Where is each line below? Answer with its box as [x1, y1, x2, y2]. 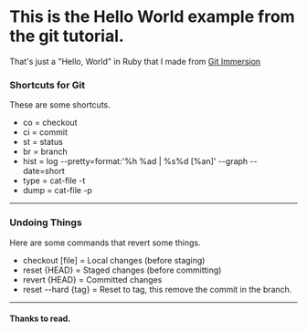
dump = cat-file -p [22, 185, 93, 196]
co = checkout [22, 117, 78, 129]
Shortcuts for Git [9, 78, 85, 91]
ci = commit [22, 127, 69, 138]
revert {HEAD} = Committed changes [22, 274, 163, 284]
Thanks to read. [9, 313, 71, 325]
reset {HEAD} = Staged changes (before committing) [22, 264, 222, 275]
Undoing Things [9, 216, 82, 229]
